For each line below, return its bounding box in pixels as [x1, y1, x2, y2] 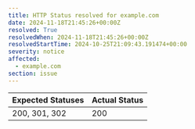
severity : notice [8, 48, 65, 56]
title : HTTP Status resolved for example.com [8, 11, 159, 20]
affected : [8, 56, 41, 63]
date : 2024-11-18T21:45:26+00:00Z [8, 19, 121, 27]
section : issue [8, 70, 58, 77]
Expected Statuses [12, 95, 85, 106]
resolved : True [8, 26, 58, 34]
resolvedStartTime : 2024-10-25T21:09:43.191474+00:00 [8, 41, 188, 48]
